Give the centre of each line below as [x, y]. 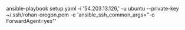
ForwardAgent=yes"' [32, 21]
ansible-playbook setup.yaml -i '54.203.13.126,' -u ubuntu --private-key [92, 9]
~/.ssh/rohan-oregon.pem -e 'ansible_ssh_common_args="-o [80, 15]
